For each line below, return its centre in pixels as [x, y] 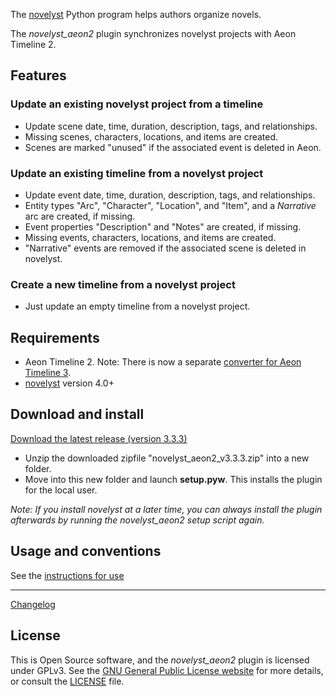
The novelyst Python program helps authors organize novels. [136, 14]
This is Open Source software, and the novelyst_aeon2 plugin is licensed [160, 660]
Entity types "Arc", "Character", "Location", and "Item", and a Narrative [170, 205]
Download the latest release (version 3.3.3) [99, 438]
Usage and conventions [86, 551]
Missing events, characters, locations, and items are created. [150, 237]
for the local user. [61, 490]
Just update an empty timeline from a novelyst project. [137, 306]
